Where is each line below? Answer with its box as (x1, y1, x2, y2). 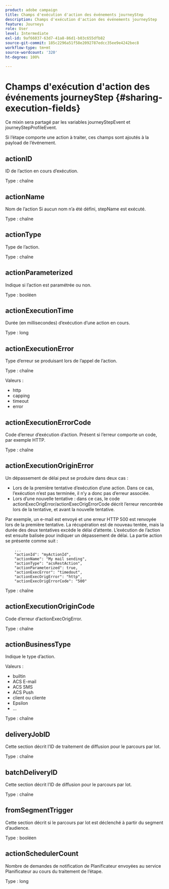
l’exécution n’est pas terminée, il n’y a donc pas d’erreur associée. (12, 490, 150, 496)
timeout (12, 398, 29, 404)
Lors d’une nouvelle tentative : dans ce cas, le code (12, 495, 120, 502)
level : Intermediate (5, 31, 49, 36)
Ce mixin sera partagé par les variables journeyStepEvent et (5, 119, 131, 125)
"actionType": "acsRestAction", (14, 561, 82, 566)
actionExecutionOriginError (5, 461, 94, 470)
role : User (5, 26, 28, 31)
